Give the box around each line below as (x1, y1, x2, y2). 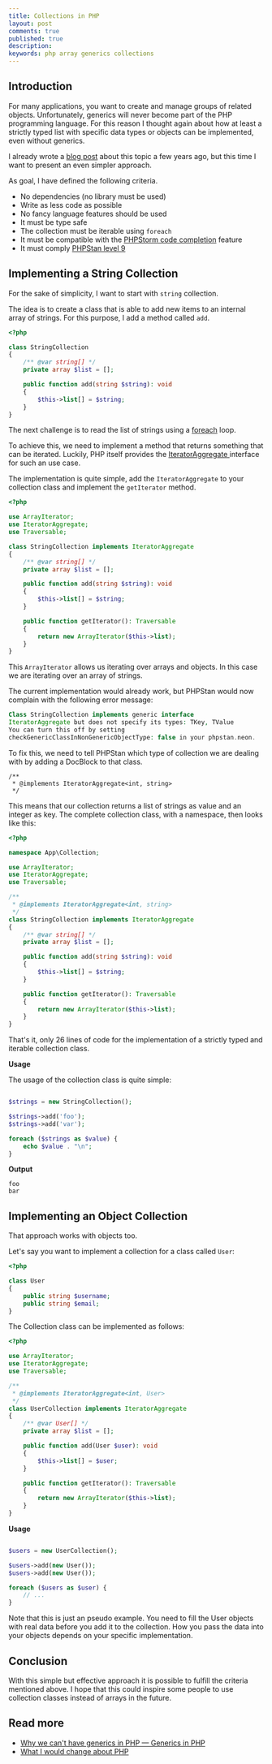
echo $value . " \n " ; (23, 1142, 93, 1150)
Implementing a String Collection (8, 267, 179, 281)
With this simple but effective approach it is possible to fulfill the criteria (8, 1676, 248, 1685)
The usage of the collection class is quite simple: (8, 1075, 172, 1085)
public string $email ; (23, 1300, 100, 1308)
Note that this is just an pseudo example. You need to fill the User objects (8, 1613, 254, 1624)
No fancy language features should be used (19, 209, 167, 218)
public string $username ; (23, 1292, 111, 1300)
